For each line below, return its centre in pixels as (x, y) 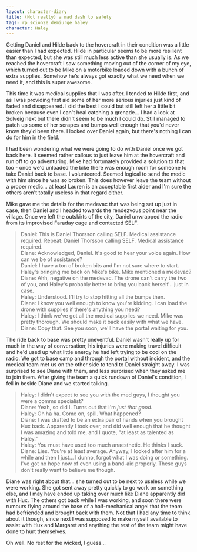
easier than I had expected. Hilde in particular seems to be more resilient (94, 51)
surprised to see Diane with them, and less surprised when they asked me (96, 371)
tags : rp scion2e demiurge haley (47, 22)
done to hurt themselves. (36, 531)
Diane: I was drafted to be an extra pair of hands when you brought (102, 420)
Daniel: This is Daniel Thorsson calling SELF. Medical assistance (98, 234)
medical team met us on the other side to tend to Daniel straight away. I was (98, 365)
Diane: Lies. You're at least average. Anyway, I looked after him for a (103, 451)
